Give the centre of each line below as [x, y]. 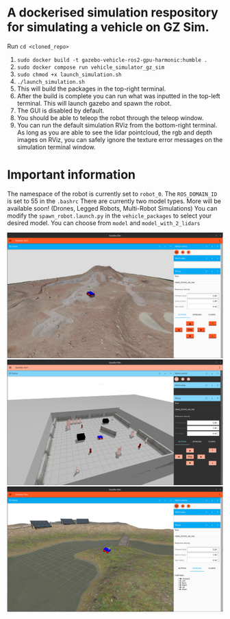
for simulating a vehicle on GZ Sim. [108, 27]
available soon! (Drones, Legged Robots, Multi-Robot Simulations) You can [112, 208]
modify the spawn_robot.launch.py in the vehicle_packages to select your [110, 215]
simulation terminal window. [56, 147]
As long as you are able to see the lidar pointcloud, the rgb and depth [115, 132]
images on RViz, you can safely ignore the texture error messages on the [120, 139]
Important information [71, 175]
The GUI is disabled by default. [61, 110]
